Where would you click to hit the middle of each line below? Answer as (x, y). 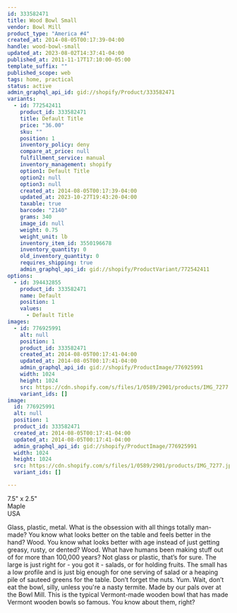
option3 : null (41, 184)
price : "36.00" (42, 125)
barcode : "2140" (44, 211)
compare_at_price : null (55, 151)
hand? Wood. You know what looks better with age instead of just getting (114, 542)
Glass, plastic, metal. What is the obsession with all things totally (101, 527)
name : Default (41, 296)
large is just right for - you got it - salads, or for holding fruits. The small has (117, 564)
